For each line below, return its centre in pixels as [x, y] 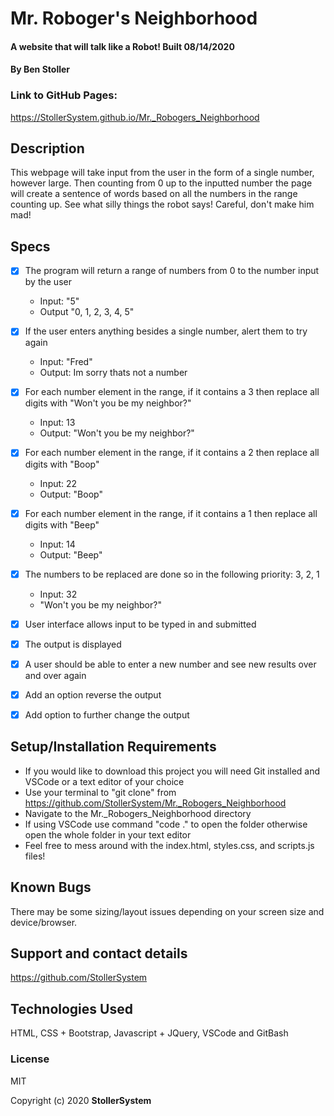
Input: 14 [57, 544]
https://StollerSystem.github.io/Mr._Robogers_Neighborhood [135, 117]
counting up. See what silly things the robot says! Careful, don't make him [162, 204]
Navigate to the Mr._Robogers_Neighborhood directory [138, 813]
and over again [55, 675]
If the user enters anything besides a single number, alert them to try [166, 331]
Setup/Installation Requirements [113, 747]
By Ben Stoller [40, 69]
